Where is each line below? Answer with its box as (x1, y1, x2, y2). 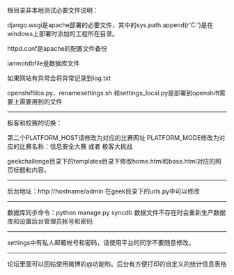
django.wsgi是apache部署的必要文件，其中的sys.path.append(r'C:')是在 (7, 21, 214, 29)
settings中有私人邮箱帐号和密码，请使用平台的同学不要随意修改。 (7, 239, 195, 246)
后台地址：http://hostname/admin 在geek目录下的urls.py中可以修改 (7, 187, 201, 195)
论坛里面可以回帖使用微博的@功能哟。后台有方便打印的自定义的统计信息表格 (7, 260, 227, 268)
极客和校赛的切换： (7, 119, 63, 127)
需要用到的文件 (19, 97, 63, 106)
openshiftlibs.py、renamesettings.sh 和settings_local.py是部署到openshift (7, 89, 219, 97)
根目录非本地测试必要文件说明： (7, 6, 99, 14)
